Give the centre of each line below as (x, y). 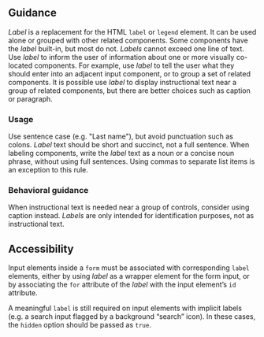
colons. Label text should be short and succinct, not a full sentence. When (129, 145)
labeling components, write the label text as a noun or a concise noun (121, 154)
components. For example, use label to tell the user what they (134, 65)
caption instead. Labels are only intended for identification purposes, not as (131, 216)
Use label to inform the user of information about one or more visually (121, 57)
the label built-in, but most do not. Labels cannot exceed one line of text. (126, 48)
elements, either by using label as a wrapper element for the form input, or (129, 276)
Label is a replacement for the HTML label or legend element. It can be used (132, 31)
